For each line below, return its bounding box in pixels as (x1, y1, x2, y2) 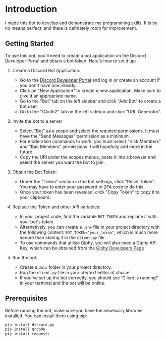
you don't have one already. (19, 82, 77, 88)
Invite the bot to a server (12, 118, 63, 124)
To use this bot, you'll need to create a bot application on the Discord (5, 52, 146, 58)
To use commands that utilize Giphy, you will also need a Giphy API (19, 240, 157, 245)
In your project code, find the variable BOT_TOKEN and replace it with (19, 213, 157, 219)
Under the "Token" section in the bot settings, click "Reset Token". (19, 178, 156, 184)
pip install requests (5, 332, 50, 337)
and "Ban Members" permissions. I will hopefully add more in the (19, 144, 153, 149)
